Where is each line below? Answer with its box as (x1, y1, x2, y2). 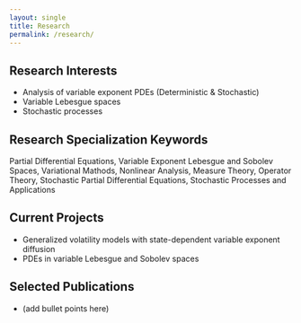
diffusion (22, 243, 56, 254)
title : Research (9, 22, 70, 31)
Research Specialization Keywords (9, 132, 208, 147)
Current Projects (9, 210, 104, 225)
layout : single (9, 13, 66, 22)
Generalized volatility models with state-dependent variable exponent (22, 234, 280, 245)
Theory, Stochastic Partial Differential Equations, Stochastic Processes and (9, 175, 287, 185)
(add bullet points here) (22, 302, 110, 314)
